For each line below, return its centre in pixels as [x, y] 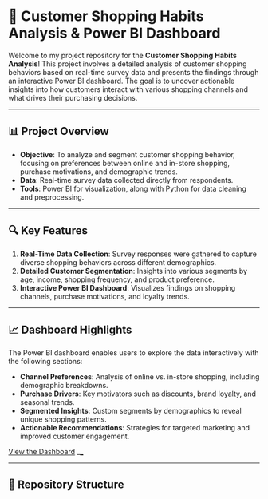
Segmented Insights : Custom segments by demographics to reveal [130, 411]
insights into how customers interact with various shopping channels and [128, 89]
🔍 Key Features [48, 231]
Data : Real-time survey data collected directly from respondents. [126, 180]
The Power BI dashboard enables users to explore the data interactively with [134, 353]
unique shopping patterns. [63, 419]
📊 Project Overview [59, 131]
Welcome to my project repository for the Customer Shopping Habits [123, 55]
